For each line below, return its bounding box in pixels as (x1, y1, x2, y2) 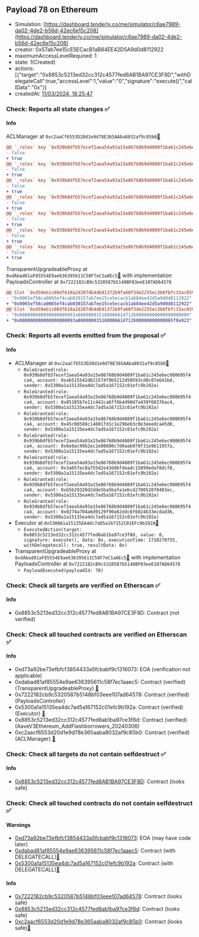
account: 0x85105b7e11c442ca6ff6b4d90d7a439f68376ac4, (37, 399, 175, 405)
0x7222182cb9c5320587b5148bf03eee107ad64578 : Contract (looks (14, 893, 182, 900)
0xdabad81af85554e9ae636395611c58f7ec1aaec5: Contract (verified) (14, 678, 186, 686)
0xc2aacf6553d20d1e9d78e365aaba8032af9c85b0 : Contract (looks (14, 918, 182, 925)
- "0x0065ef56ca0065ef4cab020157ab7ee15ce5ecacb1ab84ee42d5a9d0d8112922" (6, 295, 192, 301)
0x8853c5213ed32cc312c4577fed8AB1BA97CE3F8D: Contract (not (14, 609, 179, 616)
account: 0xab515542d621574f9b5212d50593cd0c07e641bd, (37, 377, 175, 383)
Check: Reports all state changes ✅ (6, 105, 110, 113)
